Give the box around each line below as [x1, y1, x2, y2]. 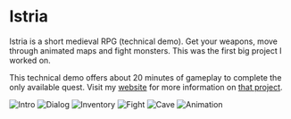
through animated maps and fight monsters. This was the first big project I [9, 45, 283, 55]
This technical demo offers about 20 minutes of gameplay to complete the [9, 72, 282, 82]
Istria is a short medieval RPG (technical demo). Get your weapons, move [9, 36, 279, 47]
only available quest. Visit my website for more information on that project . [9, 81, 283, 92]
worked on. [9, 55, 51, 65]
